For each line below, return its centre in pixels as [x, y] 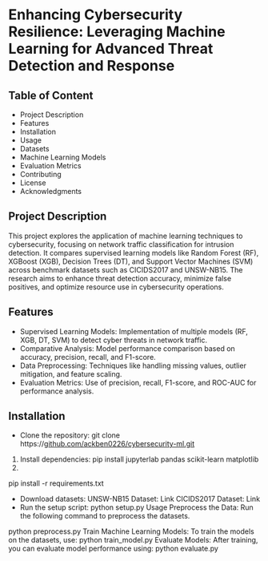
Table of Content [51, 95]
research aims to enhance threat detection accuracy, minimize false [120, 278]
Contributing [40, 174]
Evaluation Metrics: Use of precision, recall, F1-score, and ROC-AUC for [138, 382]
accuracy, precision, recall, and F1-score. [88, 357]
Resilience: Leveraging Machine [117, 32]
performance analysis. [57, 391]
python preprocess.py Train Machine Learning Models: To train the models [131, 531]
